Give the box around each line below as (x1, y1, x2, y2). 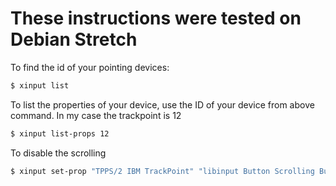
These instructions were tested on (10, 7, 302, 30)
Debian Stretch (10, 28, 138, 51)
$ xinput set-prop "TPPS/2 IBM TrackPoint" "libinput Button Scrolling (10, 166, 315, 176)
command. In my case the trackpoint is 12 (10, 109, 182, 121)
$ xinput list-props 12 (10, 128, 110, 139)
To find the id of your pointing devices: (10, 61, 170, 73)
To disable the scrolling (10, 147, 107, 159)
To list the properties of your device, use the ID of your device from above (10, 98, 315, 111)
